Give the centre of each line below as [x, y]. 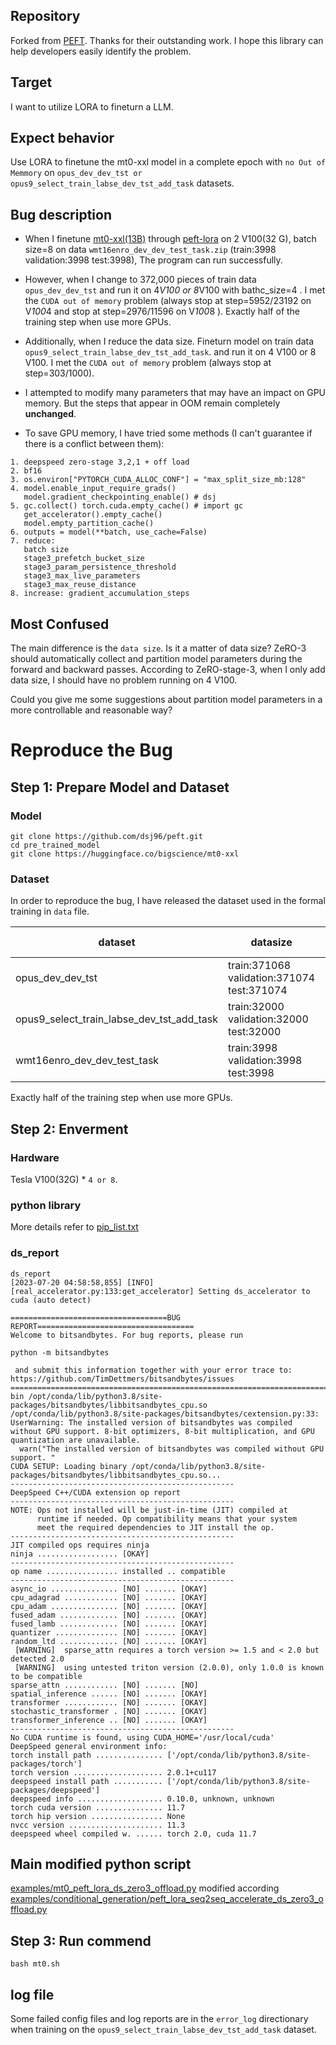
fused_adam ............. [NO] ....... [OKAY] [109, 1615]
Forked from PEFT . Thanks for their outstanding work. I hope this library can [167, 40]
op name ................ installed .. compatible [118, 1571]
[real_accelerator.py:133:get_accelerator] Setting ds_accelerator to [160, 1291]
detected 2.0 [37, 1659]
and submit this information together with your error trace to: [153, 1370]
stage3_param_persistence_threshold [100, 567]
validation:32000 [268, 1019]
